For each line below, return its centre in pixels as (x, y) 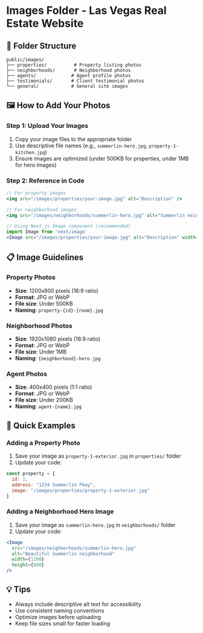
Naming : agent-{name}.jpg (48, 406)
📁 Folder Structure (41, 46)
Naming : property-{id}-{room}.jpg (59, 310)
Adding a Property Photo (43, 443)
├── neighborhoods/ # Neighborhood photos (69, 70)
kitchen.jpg (30, 152)
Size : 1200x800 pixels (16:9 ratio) (56, 290)
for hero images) (36, 165)
